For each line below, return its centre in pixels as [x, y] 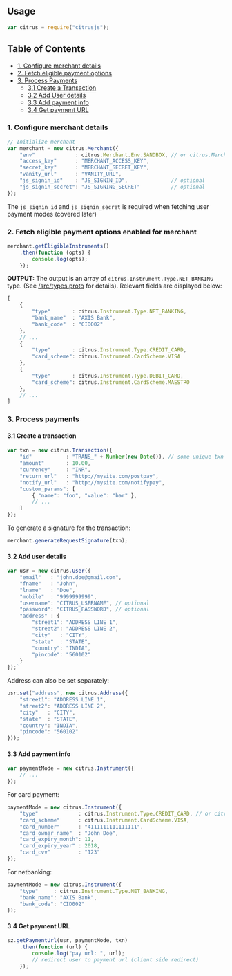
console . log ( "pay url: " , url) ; [79, 954]
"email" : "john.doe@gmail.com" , [71, 578]
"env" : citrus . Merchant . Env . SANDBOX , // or [103, 155]
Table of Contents [47, 49]
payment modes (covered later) [52, 214]
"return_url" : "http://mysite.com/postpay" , [89, 476]
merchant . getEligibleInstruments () [58, 246]
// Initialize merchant [41, 142]
